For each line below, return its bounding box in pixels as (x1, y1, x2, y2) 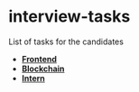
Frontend (21, 53, 58, 64)
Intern (21, 72, 46, 83)
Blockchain (21, 63, 65, 74)
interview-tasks (8, 6, 131, 27)
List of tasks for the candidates (8, 36, 124, 47)
